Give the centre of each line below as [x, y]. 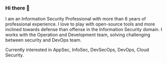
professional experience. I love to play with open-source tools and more [80, 24]
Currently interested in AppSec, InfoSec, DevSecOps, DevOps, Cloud [77, 50]
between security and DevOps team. [44, 40]
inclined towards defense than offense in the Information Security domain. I [84, 29]
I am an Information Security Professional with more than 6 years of [76, 19]
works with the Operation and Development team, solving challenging [78, 35]
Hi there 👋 [18, 8]
